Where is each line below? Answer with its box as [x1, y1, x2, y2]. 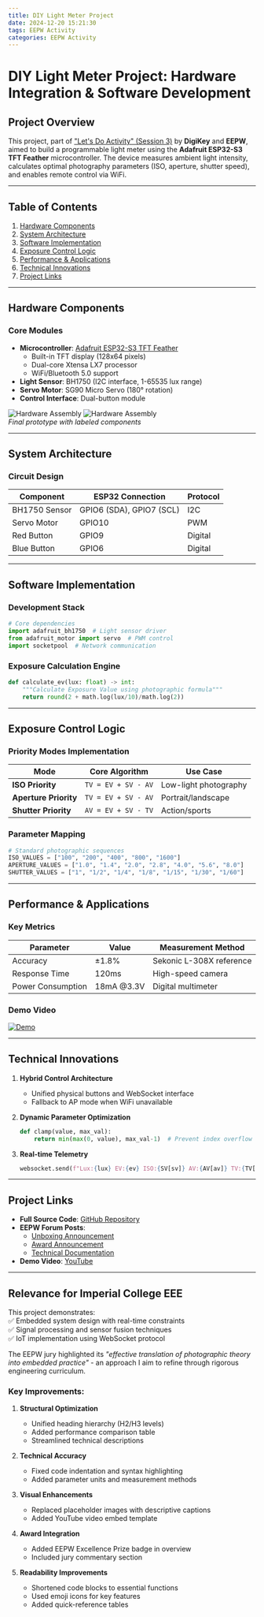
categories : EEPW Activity [8, 33, 97, 42]
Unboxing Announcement [31, 1231, 115, 1241]
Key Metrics [8, 922, 56, 933]
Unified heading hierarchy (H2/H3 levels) [31, 1419, 164, 1429]
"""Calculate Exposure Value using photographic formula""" [22, 685, 223, 694]
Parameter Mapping [8, 829, 86, 840]
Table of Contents [8, 200, 98, 214]
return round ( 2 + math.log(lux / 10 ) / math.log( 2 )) [22, 693, 185, 701]
